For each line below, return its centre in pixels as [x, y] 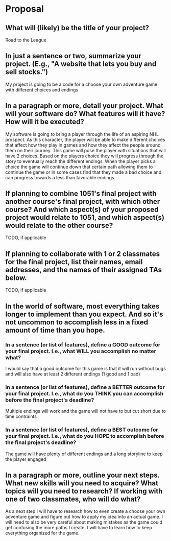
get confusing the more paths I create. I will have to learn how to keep [79, 528]
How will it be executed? [45, 122]
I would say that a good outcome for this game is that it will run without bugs [86, 368]
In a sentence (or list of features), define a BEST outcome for [82, 430]
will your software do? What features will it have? [85, 114]
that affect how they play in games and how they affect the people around [83, 145]
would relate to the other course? [59, 226]
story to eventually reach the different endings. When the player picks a [80, 161]
